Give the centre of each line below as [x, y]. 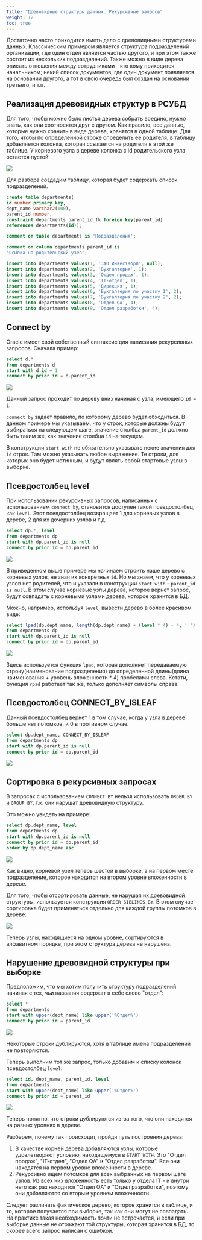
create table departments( [40, 197]
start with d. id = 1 [32, 370]
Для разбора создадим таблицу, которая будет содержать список [92, 180]
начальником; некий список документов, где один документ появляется [100, 72]
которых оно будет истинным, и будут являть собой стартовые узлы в [97, 461]
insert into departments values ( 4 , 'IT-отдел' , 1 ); [72, 280]
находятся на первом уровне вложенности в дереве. [84, 1168]
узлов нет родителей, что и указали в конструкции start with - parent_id [101, 583]
